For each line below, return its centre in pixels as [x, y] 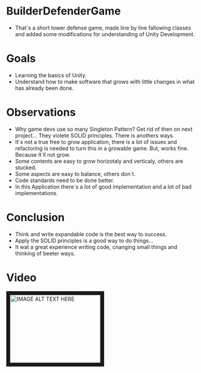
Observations [41, 112]
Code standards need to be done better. [64, 180]
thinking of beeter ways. [45, 253]
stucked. [26, 168]
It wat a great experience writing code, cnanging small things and [96, 247]
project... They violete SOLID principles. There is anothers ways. [94, 135]
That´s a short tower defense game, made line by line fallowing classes [103, 28]
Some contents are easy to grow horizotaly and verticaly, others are [99, 161]
